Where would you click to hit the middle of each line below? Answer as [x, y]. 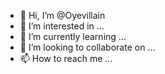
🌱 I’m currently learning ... [73, 36]
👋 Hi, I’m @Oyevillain [62, 15]
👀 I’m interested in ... [62, 26]
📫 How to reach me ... [66, 58]
